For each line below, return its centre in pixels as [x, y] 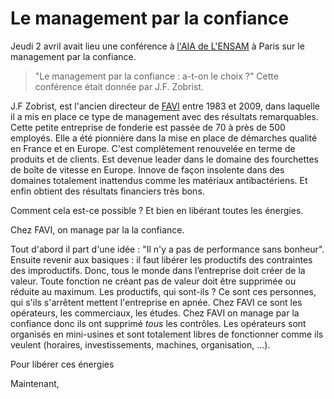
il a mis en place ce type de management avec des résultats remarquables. [164, 116]
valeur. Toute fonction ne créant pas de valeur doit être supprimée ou [153, 281]
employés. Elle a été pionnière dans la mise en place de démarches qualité [164, 138]
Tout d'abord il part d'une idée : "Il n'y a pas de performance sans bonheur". [167, 249]
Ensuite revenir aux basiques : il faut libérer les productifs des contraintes [161, 259]
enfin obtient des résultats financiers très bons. [107, 191]
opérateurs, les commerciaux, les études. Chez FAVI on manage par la [155, 313]
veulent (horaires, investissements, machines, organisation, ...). [140, 344]
